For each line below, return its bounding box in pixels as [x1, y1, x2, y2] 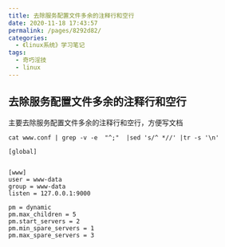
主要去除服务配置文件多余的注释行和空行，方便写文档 [8, 117, 184, 127]
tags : [8, 49, 26, 57]
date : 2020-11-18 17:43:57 [8, 19, 98, 27]
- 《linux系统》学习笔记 [15, 41, 85, 49]
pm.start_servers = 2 [8, 217, 81, 225]
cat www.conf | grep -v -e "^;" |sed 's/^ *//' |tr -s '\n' [8, 133, 219, 142]
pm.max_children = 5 [8, 210, 77, 218]
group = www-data [8, 182, 66, 190]
